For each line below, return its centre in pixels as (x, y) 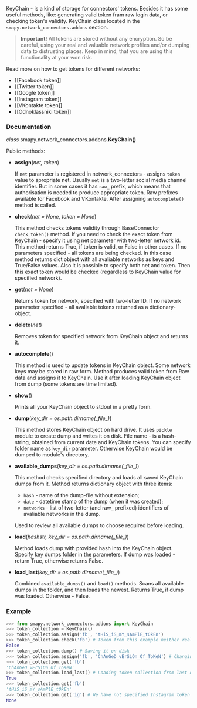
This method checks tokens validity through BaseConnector (87, 228)
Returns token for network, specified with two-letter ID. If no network (98, 301)
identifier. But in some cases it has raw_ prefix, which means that (93, 186)
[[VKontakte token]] (38, 105)
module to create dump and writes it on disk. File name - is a (88, 436)
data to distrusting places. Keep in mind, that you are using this (96, 51)
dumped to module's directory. (52, 455)
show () (23, 396)
